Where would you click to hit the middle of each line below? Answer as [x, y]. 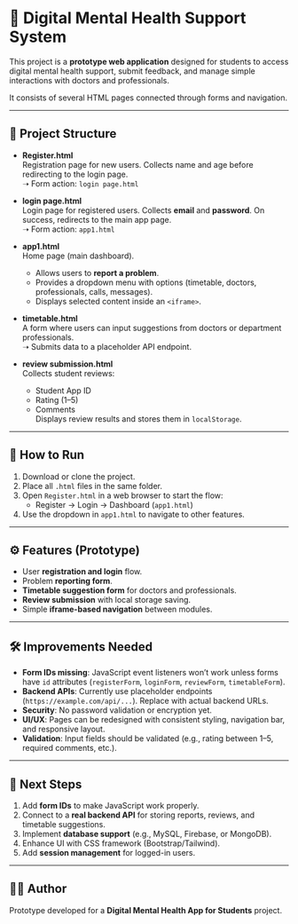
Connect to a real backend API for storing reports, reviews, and [138, 815]
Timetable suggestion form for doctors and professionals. [129, 590]
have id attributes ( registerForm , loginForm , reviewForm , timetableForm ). [153, 682]
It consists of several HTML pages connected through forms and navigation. [149, 98]
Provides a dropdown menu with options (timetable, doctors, [146, 282]
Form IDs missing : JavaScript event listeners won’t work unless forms [150, 673]
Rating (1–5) [57, 399]
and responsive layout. [63, 729]
